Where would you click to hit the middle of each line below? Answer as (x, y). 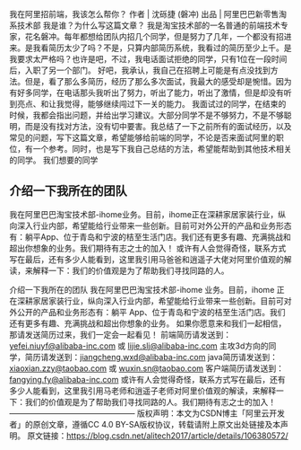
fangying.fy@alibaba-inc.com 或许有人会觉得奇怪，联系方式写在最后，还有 (147, 379)
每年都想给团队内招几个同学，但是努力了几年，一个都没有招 (174, 36)
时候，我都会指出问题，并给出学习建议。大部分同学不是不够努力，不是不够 (146, 115)
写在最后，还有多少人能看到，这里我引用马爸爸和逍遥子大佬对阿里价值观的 (146, 259)
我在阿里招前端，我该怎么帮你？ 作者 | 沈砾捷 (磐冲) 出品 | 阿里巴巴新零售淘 (148, 14)
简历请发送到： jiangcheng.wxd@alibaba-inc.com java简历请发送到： (151, 357)
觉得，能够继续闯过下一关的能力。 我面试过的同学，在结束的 (175, 104)
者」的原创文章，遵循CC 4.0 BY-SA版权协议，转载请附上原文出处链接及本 (145, 424)
